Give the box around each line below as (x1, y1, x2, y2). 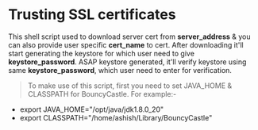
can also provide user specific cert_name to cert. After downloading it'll (8, 40, 244, 49)
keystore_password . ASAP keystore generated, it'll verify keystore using (8, 57, 247, 67)
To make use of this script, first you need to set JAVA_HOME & (27, 81, 233, 90)
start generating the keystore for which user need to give (8, 48, 194, 58)
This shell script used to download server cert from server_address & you (8, 32, 251, 41)
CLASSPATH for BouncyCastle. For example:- (27, 89, 177, 98)
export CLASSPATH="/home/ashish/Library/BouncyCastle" (19, 113, 213, 122)
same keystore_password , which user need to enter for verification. (8, 65, 233, 75)
